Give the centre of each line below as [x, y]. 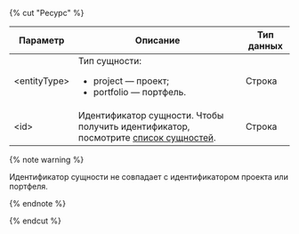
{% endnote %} [38, 203]
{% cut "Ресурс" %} [47, 13]
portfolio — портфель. [140, 92]
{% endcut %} [36, 221]
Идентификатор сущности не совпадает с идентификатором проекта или [149, 177]
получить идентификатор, [134, 126]
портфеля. [29, 186]
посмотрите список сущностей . [147, 137]
